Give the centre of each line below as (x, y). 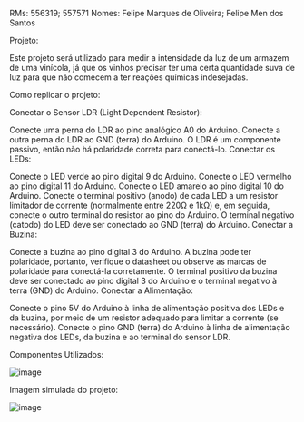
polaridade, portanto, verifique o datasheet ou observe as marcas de (138, 261)
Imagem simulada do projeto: (64, 390)
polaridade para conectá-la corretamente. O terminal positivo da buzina (143, 271)
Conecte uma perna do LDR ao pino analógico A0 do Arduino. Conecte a (145, 130)
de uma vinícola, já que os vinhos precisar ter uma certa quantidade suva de (152, 68)
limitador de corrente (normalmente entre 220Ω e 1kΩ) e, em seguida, (140, 205)
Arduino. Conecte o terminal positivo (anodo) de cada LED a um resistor (144, 196)
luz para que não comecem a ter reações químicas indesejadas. (129, 77)
